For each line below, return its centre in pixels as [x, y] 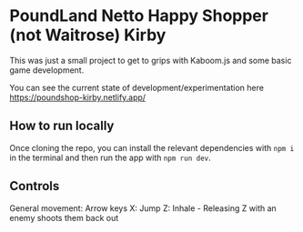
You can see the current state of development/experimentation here [136, 87]
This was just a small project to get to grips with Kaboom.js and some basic [151, 60]
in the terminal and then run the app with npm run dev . [110, 157]
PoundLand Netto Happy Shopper [139, 16]
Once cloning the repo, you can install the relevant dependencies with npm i [152, 147]
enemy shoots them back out [64, 217]
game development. [47, 70]
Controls [35, 186]
